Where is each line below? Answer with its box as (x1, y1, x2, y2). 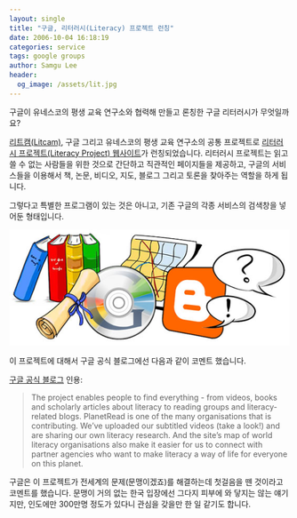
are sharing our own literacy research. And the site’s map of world (30, 430, 273, 441)
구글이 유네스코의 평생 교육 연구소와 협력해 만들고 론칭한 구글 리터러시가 (9, 107, 259, 117)
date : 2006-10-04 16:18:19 (9, 33, 109, 42)
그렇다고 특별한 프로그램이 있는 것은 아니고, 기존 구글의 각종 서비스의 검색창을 (9, 200, 277, 211)
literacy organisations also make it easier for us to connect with (30, 440, 263, 450)
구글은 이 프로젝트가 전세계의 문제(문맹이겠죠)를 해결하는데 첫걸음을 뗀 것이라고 (9, 476, 284, 488)
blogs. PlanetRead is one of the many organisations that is (59, 411, 272, 422)
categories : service (9, 43, 86, 52)
